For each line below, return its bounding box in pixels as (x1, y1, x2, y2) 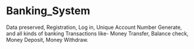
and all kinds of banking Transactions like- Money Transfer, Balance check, (6, 30, 189, 37)
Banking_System (6, 4, 90, 18)
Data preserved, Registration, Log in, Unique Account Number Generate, (6, 24, 182, 31)
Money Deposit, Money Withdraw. (6, 36, 88, 43)
